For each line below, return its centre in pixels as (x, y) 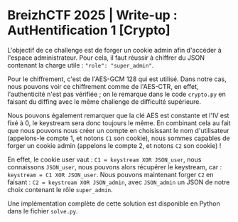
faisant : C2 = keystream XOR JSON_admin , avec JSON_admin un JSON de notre (119, 182)
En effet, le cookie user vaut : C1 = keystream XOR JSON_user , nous (104, 159)
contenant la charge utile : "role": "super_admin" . (81, 65)
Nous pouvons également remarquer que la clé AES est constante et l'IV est (118, 115)
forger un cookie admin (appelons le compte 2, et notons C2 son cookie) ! (114, 145)
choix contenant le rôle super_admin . (60, 189)
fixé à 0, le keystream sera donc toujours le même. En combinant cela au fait (119, 123)
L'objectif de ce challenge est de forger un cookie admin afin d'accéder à (114, 50)
